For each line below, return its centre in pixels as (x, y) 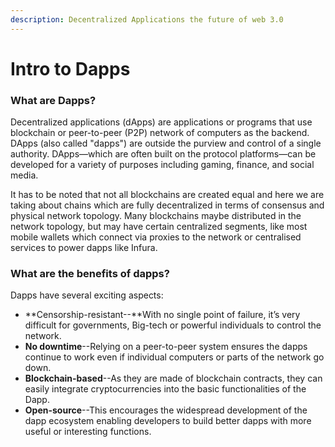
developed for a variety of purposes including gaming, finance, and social (162, 165)
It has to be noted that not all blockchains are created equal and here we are (167, 195)
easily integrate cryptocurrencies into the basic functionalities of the (165, 389)
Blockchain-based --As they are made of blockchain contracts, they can (173, 378)
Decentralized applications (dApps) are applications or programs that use (161, 122)
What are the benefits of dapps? (90, 274)
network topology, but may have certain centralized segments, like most (159, 227)
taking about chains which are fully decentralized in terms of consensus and (167, 205)
